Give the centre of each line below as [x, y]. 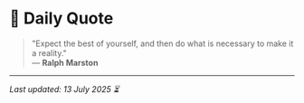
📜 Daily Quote [62, 19]
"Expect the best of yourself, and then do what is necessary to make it [162, 43]
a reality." [49, 52]
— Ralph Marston [65, 62]
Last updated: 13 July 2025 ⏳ [64, 89]
